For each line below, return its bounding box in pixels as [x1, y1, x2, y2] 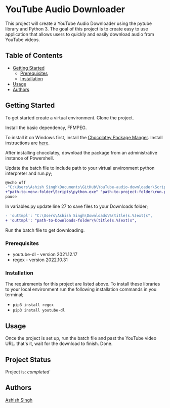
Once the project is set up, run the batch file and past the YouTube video [5, 335, 157, 341]
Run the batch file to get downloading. [5, 227, 85, 233]
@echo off [5, 180, 26, 185]
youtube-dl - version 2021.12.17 [12, 252, 77, 258]
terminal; [5, 292, 24, 298]
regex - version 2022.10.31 [12, 257, 68, 263]
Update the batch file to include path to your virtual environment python [5, 165, 155, 171]
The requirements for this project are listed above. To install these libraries [5, 281, 160, 287]
